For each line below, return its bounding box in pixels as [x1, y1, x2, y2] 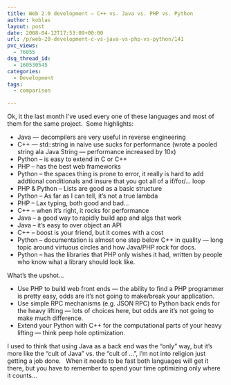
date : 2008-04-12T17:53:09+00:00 [7, 29, 104, 37]
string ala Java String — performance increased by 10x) [17, 148, 176, 156]
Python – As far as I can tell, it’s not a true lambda [17, 191, 158, 200]
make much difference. [17, 314, 84, 322]
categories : [7, 68, 41, 75]
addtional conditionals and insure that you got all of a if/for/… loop [17, 177, 205, 185]
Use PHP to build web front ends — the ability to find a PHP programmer [17, 285, 224, 293]
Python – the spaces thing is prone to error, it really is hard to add [17, 170, 204, 178]
